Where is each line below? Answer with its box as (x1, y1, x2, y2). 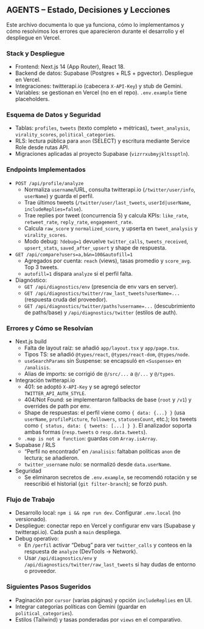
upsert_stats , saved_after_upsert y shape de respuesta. (24, 244, 167, 251)
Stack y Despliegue (6, 49, 65, 57)
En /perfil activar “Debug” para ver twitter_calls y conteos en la (24, 541, 192, 549)
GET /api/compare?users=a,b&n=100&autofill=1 (15, 251, 133, 258)
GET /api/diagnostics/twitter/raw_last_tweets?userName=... (24, 290, 180, 297)
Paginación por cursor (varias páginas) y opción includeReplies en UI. (15, 596, 192, 603)
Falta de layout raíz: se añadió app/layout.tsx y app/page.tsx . (24, 344, 180, 351)
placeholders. (15, 96, 50, 103)
